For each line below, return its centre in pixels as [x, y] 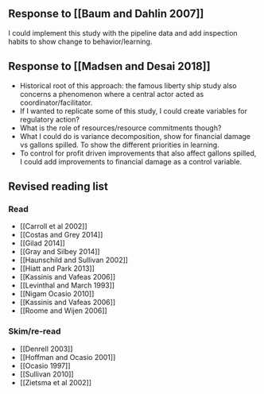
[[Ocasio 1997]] [45, 365]
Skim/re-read [35, 331]
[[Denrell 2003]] [46, 349]
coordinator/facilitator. [56, 102]
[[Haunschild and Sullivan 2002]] [74, 260]
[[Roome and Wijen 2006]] [63, 311]
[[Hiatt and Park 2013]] [57, 268]
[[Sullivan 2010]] [47, 374]
